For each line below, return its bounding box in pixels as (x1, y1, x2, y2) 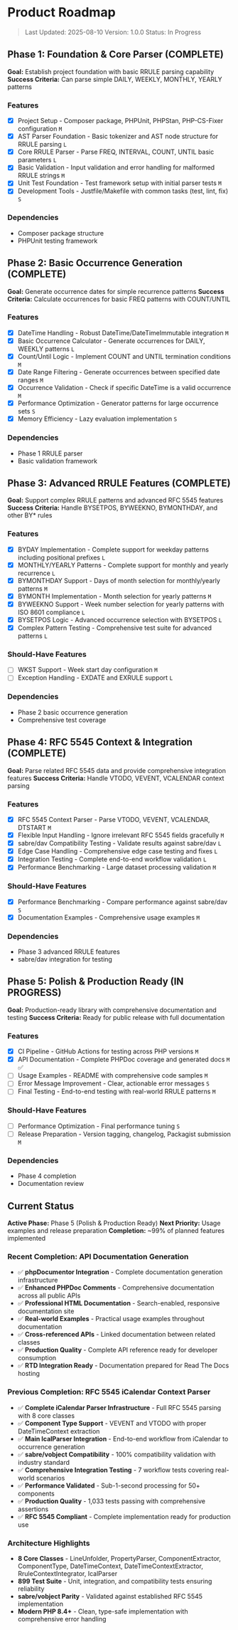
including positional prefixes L (17, 553, 105, 562)
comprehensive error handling (17, 1614, 107, 1623)
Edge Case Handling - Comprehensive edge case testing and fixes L (17, 847, 218, 856)
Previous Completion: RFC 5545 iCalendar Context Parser (7, 1387, 211, 1397)
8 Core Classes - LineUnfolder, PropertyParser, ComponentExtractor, (17, 1554, 222, 1562)
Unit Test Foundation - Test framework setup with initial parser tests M (17, 179, 222, 187)
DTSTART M (17, 824, 52, 831)
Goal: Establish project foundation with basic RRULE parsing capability (7, 67, 215, 75)
